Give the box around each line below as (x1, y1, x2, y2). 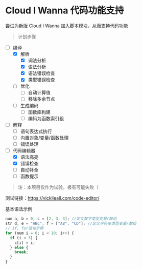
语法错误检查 (28, 70, 55, 76)
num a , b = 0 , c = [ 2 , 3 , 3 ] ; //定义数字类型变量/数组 (5, 216, 117, 221)
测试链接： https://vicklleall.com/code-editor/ (5, 195, 100, 201)
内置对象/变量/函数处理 (20, 134, 69, 141)
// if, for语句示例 (5, 226, 44, 231)
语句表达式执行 (20, 128, 52, 134)
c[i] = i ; (14, 240, 36, 245)
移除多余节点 (28, 96, 55, 102)
